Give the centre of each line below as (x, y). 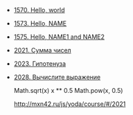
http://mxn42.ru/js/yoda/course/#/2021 (70, 104)
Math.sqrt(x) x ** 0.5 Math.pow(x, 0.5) (68, 90)
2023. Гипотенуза (40, 64)
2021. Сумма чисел (42, 50)
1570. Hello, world (39, 10)
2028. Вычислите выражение (57, 77)
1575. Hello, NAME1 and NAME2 (59, 37)
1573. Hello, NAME (40, 23)
